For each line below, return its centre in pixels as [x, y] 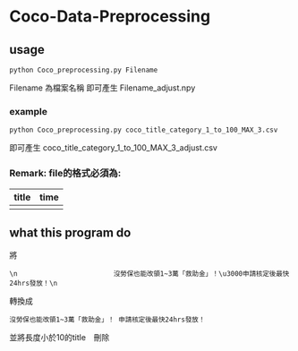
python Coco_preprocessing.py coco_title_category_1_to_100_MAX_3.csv [144, 130]
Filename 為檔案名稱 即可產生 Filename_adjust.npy [102, 88]
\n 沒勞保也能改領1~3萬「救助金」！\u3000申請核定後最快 [149, 274]
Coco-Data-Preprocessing [110, 17]
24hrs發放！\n [34, 284]
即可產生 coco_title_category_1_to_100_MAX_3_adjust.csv [113, 148]
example [28, 111]
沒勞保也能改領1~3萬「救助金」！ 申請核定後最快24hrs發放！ [107, 320]
